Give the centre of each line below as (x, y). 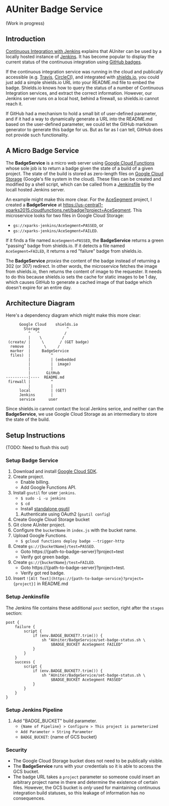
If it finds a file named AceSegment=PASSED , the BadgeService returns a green (85, 240)
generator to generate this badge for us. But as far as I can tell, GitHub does (84, 129)
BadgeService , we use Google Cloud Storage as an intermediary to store (81, 414)
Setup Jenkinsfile (28, 597)
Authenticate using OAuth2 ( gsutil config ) (65, 514)
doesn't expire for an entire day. (39, 287)
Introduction (26, 39)
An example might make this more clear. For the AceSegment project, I (79, 199)
